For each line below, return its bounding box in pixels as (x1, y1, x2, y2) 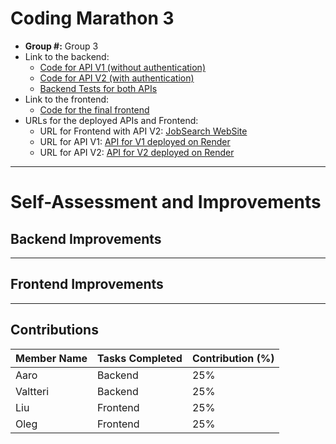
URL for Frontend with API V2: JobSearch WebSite (39, 125, 248, 137)
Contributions (10, 322, 99, 339)
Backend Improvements (10, 230, 162, 247)
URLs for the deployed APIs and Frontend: (24, 114, 199, 126)
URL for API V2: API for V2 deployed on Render (39, 146, 235, 158)
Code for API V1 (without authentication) (39, 61, 206, 73)
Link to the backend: (24, 50, 110, 62)
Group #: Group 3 (24, 40, 99, 52)
